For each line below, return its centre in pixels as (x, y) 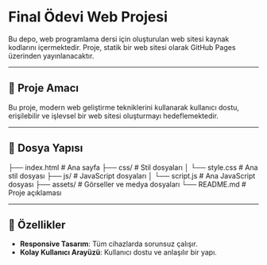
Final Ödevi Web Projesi (88, 17)
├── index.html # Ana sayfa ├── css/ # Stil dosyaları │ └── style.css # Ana (133, 167)
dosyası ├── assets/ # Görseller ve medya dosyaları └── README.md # (127, 184)
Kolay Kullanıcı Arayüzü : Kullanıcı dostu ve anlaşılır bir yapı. (118, 252)
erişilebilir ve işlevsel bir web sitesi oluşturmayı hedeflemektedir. (113, 116)
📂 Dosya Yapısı (46, 148)
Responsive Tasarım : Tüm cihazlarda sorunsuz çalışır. (108, 244)
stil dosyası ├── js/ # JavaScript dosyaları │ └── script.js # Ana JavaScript (132, 175)
